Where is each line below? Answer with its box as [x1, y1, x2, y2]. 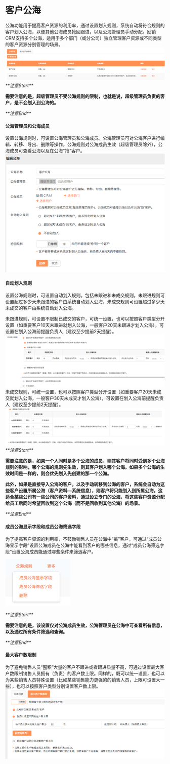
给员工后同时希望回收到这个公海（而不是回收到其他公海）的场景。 [5, 500, 143, 506]
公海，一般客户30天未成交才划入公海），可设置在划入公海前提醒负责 [22, 395, 164, 401]
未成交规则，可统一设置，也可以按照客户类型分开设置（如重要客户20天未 [5, 389, 157, 395]
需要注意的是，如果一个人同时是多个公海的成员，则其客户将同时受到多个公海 [5, 458, 165, 464]
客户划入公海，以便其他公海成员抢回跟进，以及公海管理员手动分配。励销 [5, 28, 156, 34]
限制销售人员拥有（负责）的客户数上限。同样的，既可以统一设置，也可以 [14, 670, 165, 676]
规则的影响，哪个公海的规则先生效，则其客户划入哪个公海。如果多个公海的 [5, 464, 160, 470]
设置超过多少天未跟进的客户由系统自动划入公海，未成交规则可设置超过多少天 [5, 298, 165, 304]
